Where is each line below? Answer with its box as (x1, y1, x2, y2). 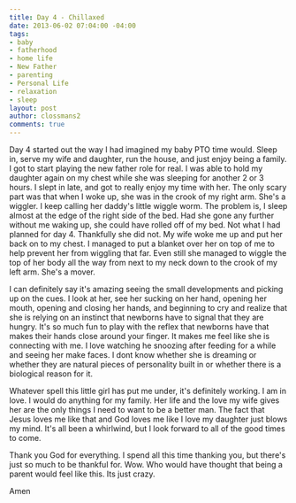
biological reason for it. (9, 368, 94, 379)
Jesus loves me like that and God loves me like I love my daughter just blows (9, 414, 288, 424)
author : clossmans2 (9, 112, 81, 120)
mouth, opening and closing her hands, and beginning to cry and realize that (9, 303, 288, 313)
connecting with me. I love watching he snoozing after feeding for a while (9, 340, 277, 351)
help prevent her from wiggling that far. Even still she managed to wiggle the (9, 248, 287, 258)
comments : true (9, 120, 65, 129)
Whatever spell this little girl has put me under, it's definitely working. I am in (9, 386, 287, 396)
